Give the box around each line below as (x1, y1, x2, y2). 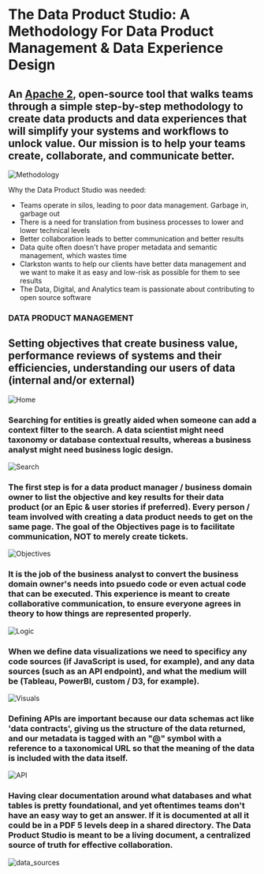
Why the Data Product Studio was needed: (8, 186, 147, 194)
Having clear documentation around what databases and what (8, 790, 252, 801)
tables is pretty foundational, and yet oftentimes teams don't (8, 800, 246, 811)
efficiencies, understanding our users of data (8, 362, 236, 375)
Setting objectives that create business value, (8, 337, 238, 351)
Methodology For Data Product (8, 22, 214, 40)
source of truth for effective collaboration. (8, 839, 173, 850)
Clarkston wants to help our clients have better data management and (19, 259, 247, 268)
